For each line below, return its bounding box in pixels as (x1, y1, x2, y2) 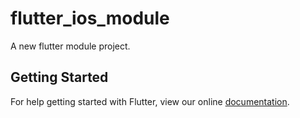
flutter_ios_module (10, 7, 170, 30)
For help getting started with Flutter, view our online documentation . (10, 95, 290, 107)
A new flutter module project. (10, 40, 131, 52)
